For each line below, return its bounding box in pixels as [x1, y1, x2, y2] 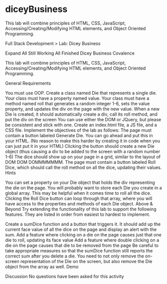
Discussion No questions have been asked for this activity [5, 273, 124, 279]
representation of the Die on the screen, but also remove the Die [20, 258, 153, 264]
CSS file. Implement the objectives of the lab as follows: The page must [5, 127, 152, 133]
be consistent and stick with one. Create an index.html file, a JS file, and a [5, 122, 157, 128]
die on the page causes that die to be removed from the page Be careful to [5, 242, 159, 248]
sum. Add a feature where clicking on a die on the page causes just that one [5, 231, 162, 237]
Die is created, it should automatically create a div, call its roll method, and [5, 111, 158, 117]
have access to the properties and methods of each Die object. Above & [5, 200, 153, 206]
